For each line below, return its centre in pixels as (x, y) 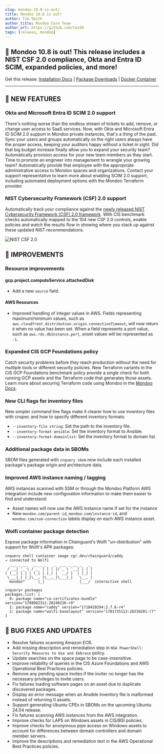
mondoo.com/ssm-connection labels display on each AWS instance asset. (84, 519)
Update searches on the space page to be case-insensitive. (72, 658)
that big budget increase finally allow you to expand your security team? (78, 149)
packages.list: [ (23, 594)
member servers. (29, 736)
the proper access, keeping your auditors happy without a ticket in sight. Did (82, 144)
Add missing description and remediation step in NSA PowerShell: (78, 648)
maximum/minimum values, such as (48, 318)
